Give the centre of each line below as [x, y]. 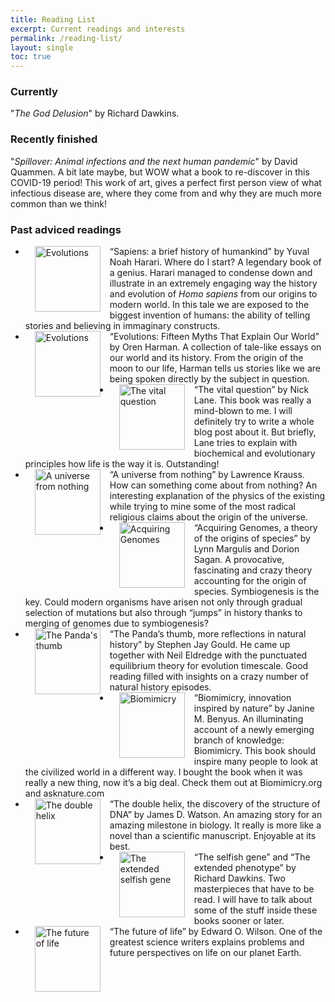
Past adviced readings [66, 229]
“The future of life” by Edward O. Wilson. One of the [216, 932]
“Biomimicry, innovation [242, 698]
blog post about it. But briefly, [255, 432]
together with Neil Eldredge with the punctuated [208, 655]
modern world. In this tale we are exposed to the [209, 305]
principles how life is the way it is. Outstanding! [122, 464]
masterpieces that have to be [254, 889]
